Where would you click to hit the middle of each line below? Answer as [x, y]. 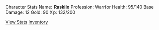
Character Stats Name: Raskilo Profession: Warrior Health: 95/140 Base [79, 7]
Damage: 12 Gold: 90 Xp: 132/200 [40, 12]
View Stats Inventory [27, 22]
